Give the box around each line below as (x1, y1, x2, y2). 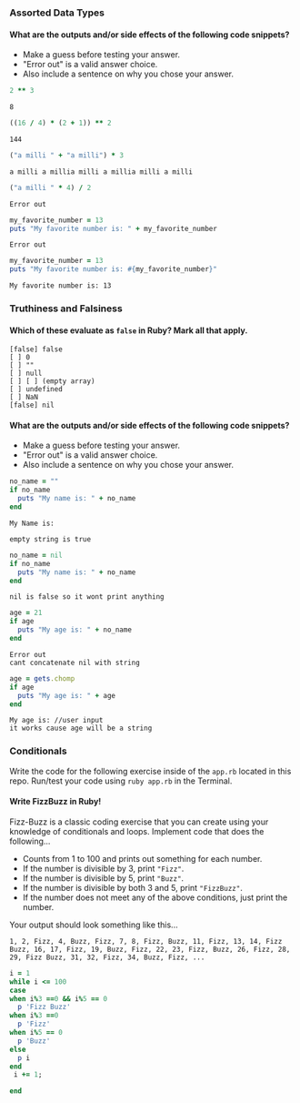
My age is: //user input (9, 716, 104, 725)
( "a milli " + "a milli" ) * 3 (9, 150, 125, 160)
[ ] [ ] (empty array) (9, 377, 95, 386)
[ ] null (9, 369, 43, 379)
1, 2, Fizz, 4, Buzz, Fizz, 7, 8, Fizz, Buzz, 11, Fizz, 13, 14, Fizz (9, 936, 283, 946)
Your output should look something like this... (9, 919, 179, 930)
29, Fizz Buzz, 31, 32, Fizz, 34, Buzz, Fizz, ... (9, 953, 205, 962)
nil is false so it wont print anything (9, 592, 165, 602)
